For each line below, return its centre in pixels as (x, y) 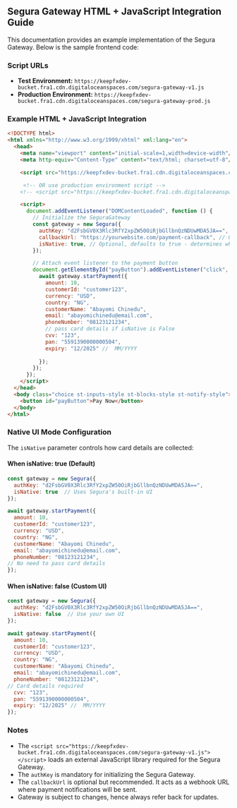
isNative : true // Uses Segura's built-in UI (83, 492)
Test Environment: (45, 81)
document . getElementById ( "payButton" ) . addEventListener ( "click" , (131, 270)
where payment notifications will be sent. (77, 789)
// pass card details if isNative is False (110, 329)
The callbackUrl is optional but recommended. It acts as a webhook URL (123, 782)
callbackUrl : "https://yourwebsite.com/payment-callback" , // (132, 237)
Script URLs (28, 65)
